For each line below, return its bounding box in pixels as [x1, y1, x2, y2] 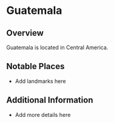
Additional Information [6, 95, 93, 105]
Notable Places [6, 61, 65, 71]
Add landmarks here [15, 77, 66, 85]
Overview [6, 28, 44, 38]
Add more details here [15, 111, 71, 118]
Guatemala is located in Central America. [6, 44, 109, 51]
